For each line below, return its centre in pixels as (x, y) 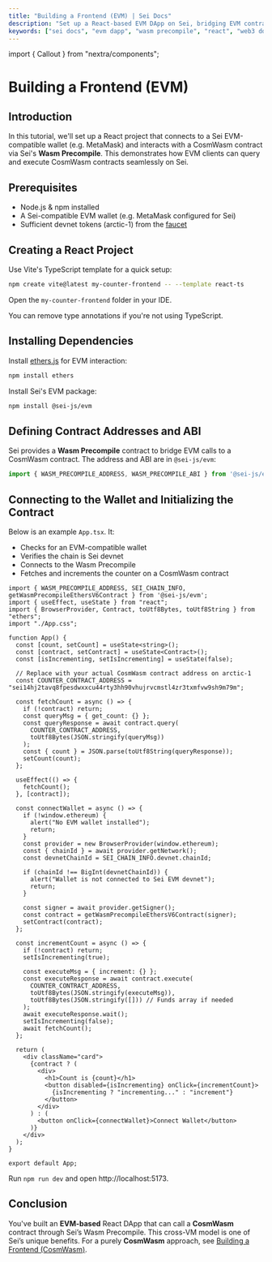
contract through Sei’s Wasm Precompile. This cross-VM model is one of (130, 1232)
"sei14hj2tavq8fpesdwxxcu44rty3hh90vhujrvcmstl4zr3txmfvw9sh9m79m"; (126, 687)
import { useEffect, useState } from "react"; (88, 602)
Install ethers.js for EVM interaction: (68, 360)
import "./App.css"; (43, 623)
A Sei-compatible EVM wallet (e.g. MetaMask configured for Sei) (128, 216)
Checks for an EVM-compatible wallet (83, 547)
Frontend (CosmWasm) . (48, 1249)
